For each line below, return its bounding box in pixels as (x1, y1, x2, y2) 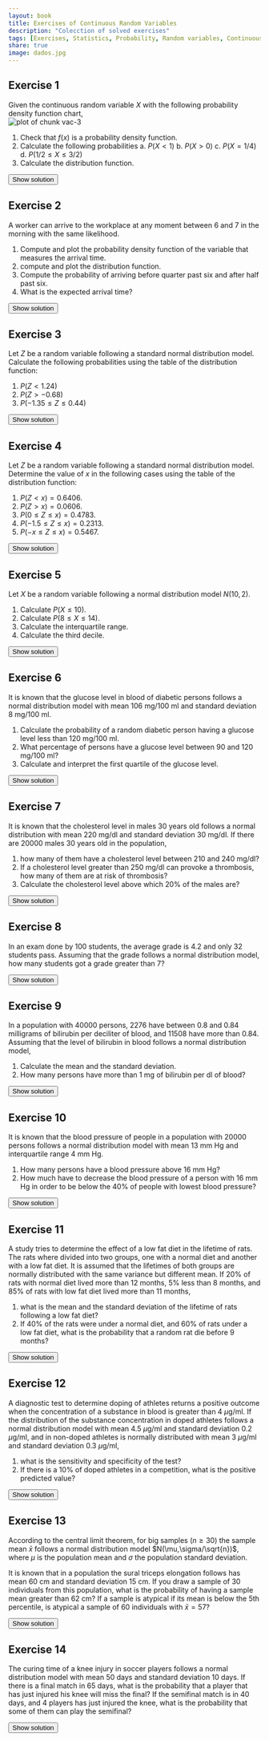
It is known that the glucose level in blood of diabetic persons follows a (8, 692, 243, 702)
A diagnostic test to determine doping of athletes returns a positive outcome (8, 1398, 260, 1407)
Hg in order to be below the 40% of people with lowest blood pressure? (19, 1182, 256, 1192)
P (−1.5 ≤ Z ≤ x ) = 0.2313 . (19, 519, 104, 528)
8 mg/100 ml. (8, 709, 52, 719)
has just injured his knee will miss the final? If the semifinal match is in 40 (8, 1690, 250, 1699)
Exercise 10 (8, 1111, 66, 1124)
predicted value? (19, 1473, 76, 1483)
